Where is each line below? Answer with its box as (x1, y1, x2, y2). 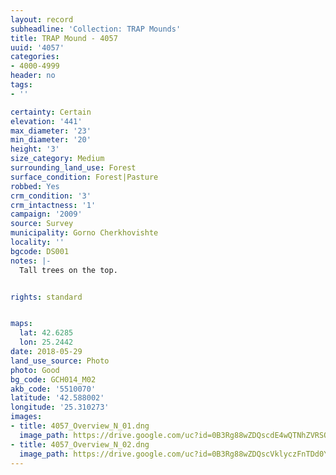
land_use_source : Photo (10, 356, 110, 366)
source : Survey (10, 219, 74, 229)
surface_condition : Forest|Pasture (10, 172, 159, 182)
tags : (10, 80, 33, 90)
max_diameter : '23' (10, 126, 92, 136)
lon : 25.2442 (19, 337, 74, 348)
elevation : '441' (10, 116, 83, 126)
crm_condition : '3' (10, 191, 92, 201)
